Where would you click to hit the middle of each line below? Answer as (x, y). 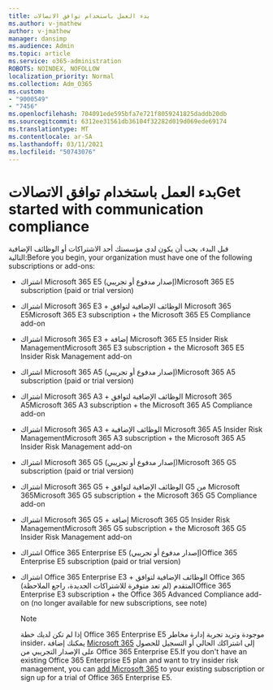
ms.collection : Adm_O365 (50, 84)
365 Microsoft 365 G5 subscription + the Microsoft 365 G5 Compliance (139, 495)
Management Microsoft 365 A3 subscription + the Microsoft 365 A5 (133, 438)
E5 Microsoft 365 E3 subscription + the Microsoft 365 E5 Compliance (135, 315)
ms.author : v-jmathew (45, 24)
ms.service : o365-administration (65, 62)
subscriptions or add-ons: (52, 266)
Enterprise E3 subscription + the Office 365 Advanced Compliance (132, 594)
